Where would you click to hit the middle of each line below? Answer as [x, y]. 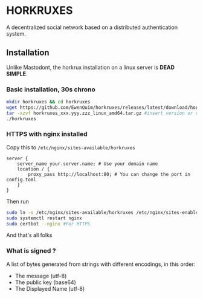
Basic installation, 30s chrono [51, 89]
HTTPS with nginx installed [47, 134]
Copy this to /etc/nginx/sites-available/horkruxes [71, 147]
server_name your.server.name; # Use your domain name [88, 164]
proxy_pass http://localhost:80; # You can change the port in [109, 174]
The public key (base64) [46, 282]
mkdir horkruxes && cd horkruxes [48, 102]
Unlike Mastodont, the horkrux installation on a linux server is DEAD [91, 67]
